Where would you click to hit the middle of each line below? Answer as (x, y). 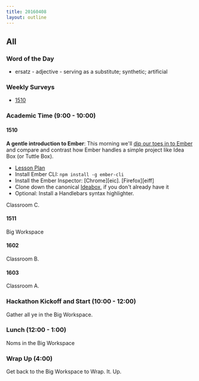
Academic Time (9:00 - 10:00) (51, 116)
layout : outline (26, 17)
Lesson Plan (30, 168)
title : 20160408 (26, 12)
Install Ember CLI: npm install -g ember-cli (69, 174)
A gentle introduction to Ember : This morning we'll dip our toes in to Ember (99, 143)
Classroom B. (23, 259)
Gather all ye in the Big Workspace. (50, 315)
